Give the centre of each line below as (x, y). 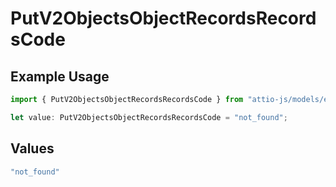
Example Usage (60, 76)
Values (32, 148)
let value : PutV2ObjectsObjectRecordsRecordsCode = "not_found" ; (149, 117)
